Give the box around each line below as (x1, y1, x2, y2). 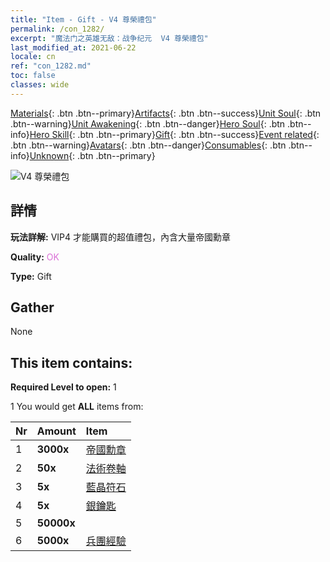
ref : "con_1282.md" (10, 61, 92, 71)
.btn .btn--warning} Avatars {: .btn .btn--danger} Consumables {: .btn (10, 139, 287, 151)
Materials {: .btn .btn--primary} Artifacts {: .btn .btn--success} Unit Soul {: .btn (10, 107, 322, 119)
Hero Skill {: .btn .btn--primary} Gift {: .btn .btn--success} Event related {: (29, 128, 320, 140)
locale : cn (10, 52, 56, 62)
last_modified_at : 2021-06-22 (10, 42, 137, 53)
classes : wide (10, 80, 70, 90)
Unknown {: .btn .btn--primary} (29, 149, 156, 161)
